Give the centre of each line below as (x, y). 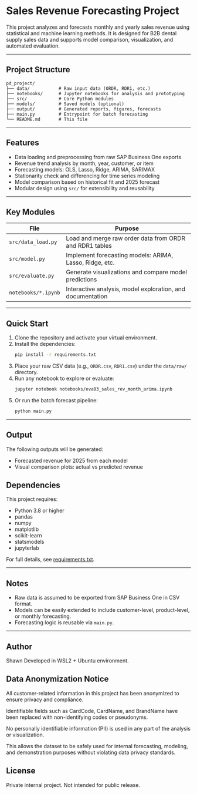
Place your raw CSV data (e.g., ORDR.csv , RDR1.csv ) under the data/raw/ (101, 366)
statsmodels (29, 542)
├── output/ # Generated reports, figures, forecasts (84, 109)
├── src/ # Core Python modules (60, 99)
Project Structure (38, 70)
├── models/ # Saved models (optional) (65, 104)
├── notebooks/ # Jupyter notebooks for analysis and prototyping (95, 93)
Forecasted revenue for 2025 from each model (71, 460)
